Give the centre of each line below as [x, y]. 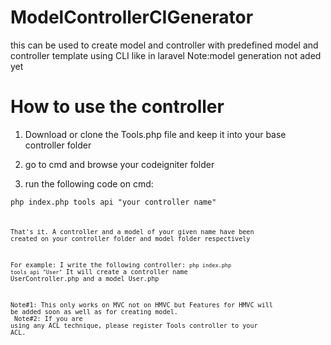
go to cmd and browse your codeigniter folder [119, 164]
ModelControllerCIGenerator [132, 17]
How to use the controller [117, 107]
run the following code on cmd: [89, 183]
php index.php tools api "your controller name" [113, 202]
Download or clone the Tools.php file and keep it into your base [155, 134]
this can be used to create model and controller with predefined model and [164, 45]
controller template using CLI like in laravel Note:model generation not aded [166, 55]
